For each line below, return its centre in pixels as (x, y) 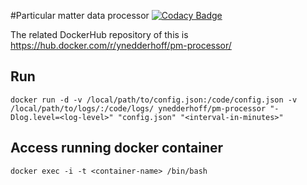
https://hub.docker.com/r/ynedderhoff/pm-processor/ (121, 45)
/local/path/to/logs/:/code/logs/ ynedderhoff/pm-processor (138, 108)
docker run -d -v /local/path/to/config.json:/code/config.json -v (154, 100)
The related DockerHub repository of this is (99, 34)
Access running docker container (117, 148)
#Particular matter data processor (80, 15)
